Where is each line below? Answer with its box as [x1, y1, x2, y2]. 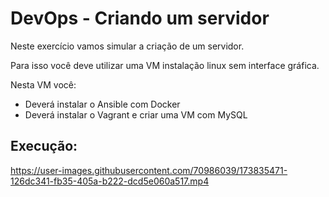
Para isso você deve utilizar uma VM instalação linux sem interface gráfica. [10, 59, 320, 71]
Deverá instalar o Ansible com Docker [24, 98, 181, 110]
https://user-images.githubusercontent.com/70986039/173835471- [10, 164, 288, 176]
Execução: [10, 138, 78, 155]
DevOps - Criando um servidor [10, 7, 270, 30]
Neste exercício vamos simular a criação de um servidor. [10, 40, 245, 52]
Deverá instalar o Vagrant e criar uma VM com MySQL [24, 108, 248, 121]
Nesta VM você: [10, 78, 77, 91]
